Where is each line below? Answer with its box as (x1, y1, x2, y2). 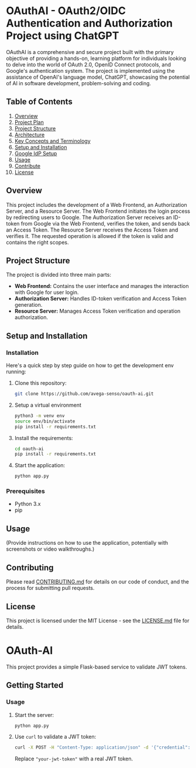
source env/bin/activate (14, 418, 75, 424)
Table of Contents (6, 97, 73, 107)
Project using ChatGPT (6, 29, 119, 42)
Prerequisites (6, 487, 45, 495)
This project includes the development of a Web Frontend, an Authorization (6, 201, 187, 208)
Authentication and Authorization (6, 16, 173, 30)
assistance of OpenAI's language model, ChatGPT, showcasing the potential (6, 73, 190, 81)
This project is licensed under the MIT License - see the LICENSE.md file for (6, 617, 190, 624)
